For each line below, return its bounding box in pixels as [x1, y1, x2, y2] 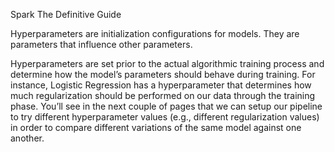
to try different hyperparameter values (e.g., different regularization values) [10, 111, 320, 123]
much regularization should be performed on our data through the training [10, 90, 316, 101]
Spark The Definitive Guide [10, 9, 122, 20]
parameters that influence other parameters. [10, 39, 193, 50]
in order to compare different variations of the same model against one [10, 122, 302, 133]
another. [10, 132, 45, 144]
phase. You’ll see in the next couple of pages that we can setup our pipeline [10, 100, 323, 112]
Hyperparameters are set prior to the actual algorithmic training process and [10, 58, 325, 69]
